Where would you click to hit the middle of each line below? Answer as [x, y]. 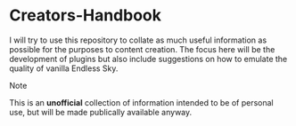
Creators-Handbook [86, 16]
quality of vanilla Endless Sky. [64, 68]
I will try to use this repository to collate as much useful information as [138, 40]
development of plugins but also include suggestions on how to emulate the [148, 59]
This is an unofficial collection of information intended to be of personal [141, 102]
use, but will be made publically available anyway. [101, 112]
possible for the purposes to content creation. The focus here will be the [142, 49]
